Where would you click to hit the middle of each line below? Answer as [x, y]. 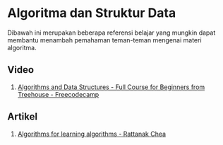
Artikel [22, 117]
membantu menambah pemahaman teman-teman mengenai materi [105, 40]
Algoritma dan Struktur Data [92, 13]
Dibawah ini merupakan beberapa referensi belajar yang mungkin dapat [111, 33]
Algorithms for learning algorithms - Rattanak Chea [92, 134]
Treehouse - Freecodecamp [58, 94]
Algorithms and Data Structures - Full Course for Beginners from [111, 87]
